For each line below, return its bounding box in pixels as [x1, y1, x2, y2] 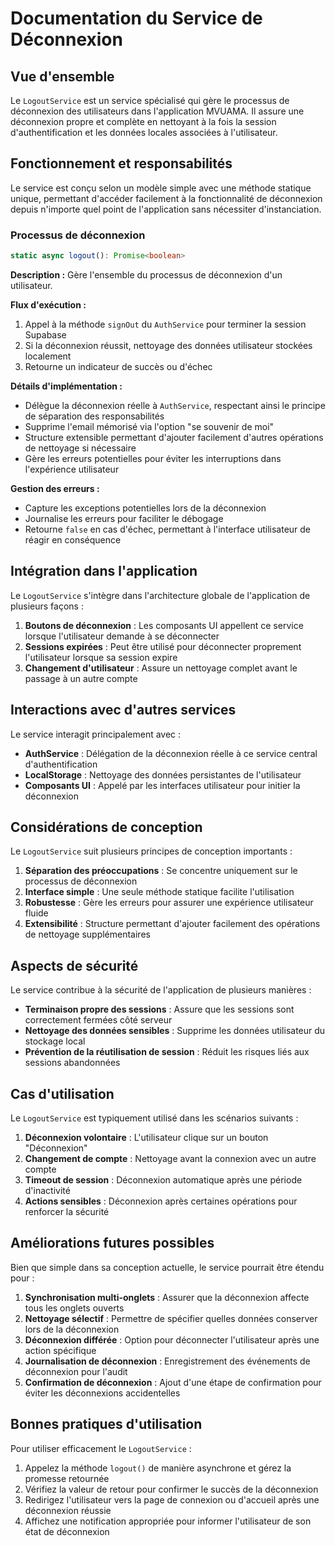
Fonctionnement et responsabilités [10, 155, 233, 172]
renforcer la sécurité [24, 1206, 110, 1218]
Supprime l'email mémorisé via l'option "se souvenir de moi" [24, 420, 275, 432]
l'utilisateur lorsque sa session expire [24, 651, 178, 663]
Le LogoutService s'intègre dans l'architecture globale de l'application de [10, 589, 311, 601]
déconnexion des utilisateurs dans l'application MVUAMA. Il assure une [10, 105, 305, 117]
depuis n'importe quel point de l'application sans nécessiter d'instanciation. [10, 203, 322, 215]
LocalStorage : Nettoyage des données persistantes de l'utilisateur [24, 768, 302, 781]
